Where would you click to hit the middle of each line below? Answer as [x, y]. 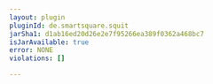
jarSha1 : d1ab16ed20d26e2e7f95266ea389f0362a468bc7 [106, 34]
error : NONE [31, 50]
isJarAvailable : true [49, 42]
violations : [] [37, 58]
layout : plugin [37, 17]
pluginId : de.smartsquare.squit [69, 26]
